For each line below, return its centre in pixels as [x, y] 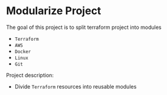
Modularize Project [54, 11]
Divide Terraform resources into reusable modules [76, 86]
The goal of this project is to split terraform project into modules [84, 27]
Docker [23, 51]
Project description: [30, 75]
